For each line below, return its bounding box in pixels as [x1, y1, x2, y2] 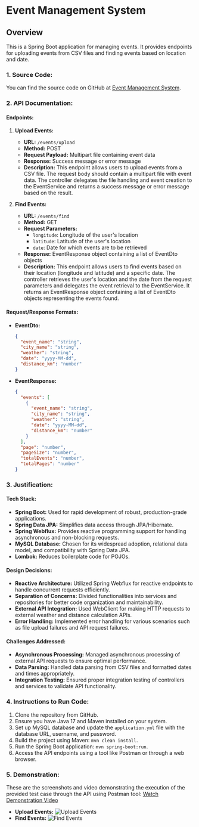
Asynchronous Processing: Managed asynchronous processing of [14, 651, 181, 658]
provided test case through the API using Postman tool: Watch [6, 791, 159, 797]
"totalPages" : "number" [20, 461, 79, 467]
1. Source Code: [6, 70, 52, 79]
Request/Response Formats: [6, 308, 79, 316]
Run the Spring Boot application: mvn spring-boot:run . [14, 743, 148, 750]
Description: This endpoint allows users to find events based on [23, 263, 182, 270]
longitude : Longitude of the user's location [32, 231, 138, 239]
